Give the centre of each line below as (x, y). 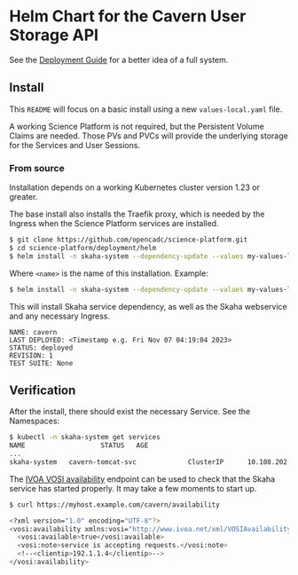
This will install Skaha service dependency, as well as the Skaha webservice (148, 306)
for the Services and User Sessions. (74, 145)
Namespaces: (35, 421)
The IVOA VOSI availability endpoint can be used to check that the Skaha (142, 479)
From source (37, 168)
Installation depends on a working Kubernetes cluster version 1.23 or (134, 187)
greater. (24, 197)
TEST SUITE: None (41, 363)
